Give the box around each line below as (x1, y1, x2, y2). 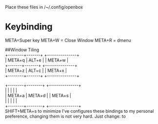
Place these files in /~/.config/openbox (5, 4, 83, 10)
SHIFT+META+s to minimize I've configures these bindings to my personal (5, 108, 154, 114)
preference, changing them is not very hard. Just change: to (5, 113, 126, 119)
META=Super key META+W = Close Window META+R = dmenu (5, 37, 132, 43)
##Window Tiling (5, 46, 39, 53)
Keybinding (5, 21, 53, 32)
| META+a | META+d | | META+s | (5, 92, 72, 98)
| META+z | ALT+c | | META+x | (5, 67, 67, 73)
